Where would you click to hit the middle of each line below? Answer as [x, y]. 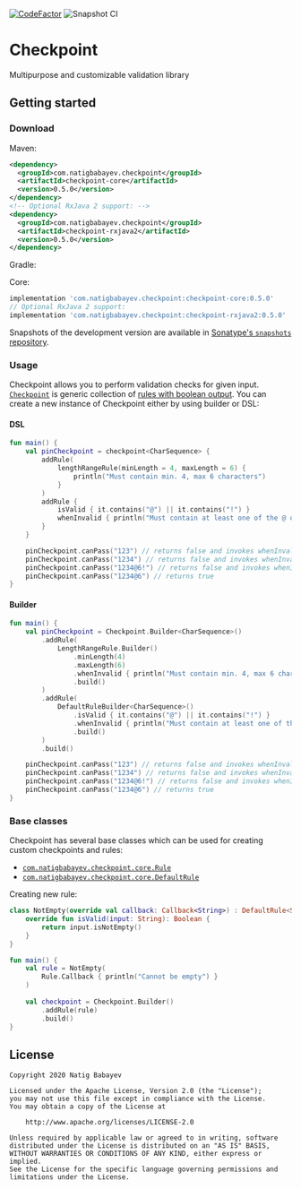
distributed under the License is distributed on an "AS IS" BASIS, [140, 1146]
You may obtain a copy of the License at [88, 1107]
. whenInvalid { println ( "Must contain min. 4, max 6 [174, 673]
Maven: [23, 148]
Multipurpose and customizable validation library [99, 74]
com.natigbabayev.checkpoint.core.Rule [97, 868]
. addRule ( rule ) [70, 1010]
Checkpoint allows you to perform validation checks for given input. [134, 384]
